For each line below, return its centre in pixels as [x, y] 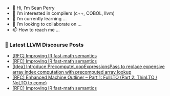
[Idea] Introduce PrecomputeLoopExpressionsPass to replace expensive [88, 67]
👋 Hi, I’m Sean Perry [33, 8]
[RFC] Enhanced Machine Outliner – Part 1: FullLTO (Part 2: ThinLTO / [85, 77]
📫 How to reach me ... [36, 30]
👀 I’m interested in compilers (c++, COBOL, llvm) [63, 13]
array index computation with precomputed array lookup [72, 72]
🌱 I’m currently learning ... [39, 19]
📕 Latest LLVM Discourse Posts [44, 45]
